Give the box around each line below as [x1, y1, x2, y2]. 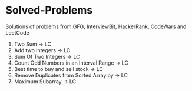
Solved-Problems [5, 4, 93, 17]
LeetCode [5, 29, 30, 36]
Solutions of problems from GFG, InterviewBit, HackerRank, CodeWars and [5, 23, 187, 30]
